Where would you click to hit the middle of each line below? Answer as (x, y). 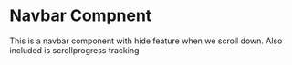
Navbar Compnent (81, 16)
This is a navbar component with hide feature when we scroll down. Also (146, 41)
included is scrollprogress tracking (74, 50)
